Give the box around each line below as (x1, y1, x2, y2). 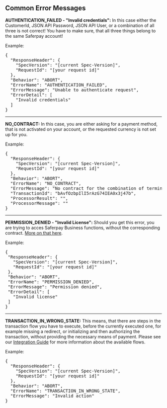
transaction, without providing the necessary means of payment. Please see (5, 333, 161, 339)
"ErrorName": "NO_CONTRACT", (10, 180, 82, 186)
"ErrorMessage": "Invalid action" (10, 393, 94, 399)
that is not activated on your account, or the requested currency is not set (5, 126, 157, 132)
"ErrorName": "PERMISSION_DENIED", (7, 279, 94, 285)
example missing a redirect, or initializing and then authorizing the (5, 328, 140, 334)
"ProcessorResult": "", (10, 195, 69, 201)
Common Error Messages (5, 4, 86, 12)
